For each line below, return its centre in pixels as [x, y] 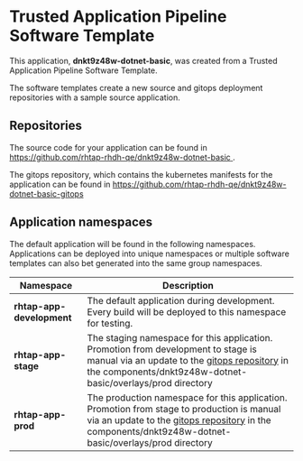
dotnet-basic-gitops [46, 194]
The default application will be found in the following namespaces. [133, 244]
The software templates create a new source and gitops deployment [136, 88]
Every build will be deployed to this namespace [187, 311]
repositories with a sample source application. [95, 97]
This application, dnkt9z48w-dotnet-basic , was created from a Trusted [143, 60]
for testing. [110, 323]
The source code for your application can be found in [108, 147]
